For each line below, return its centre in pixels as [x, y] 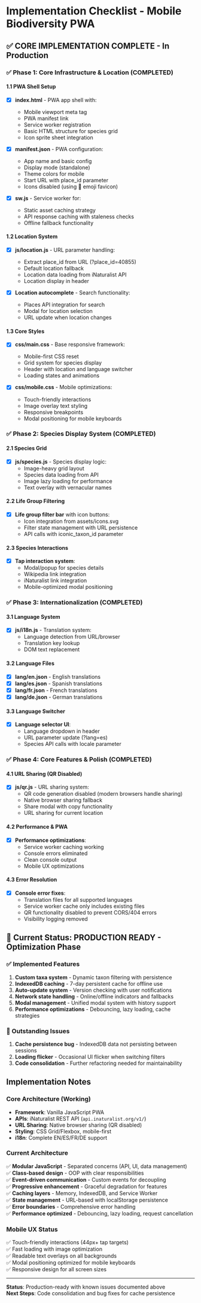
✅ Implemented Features [43, 964]
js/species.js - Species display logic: [60, 461]
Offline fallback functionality [59, 222]
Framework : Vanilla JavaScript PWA [60, 1112]
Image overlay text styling [56, 405]
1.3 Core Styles [25, 331]
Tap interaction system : [45, 561]
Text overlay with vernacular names [68, 488]
